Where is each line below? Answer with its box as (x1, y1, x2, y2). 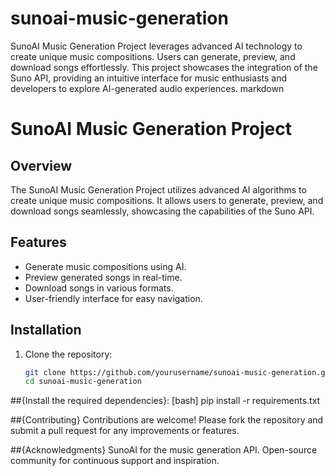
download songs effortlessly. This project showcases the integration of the (10, 61, 318, 73)
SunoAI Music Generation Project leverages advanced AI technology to (10, 40, 303, 52)
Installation (10, 322, 82, 339)
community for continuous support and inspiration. (10, 455, 220, 467)
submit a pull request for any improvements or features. (10, 425, 240, 437)
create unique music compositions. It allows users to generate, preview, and (10, 194, 324, 206)
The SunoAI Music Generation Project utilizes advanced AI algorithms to (10, 183, 307, 196)
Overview (10, 157, 73, 174)
